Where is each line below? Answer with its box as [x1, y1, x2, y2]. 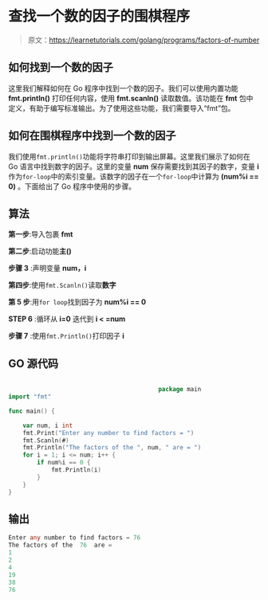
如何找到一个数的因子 [8, 61, 113, 74]
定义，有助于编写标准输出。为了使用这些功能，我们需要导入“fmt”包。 [8, 103, 235, 112]
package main [158, 386, 202, 394]
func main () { [8, 407, 56, 415]
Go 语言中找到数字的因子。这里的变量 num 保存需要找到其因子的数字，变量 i [8, 161, 259, 171]
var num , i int [22, 422, 73, 429]
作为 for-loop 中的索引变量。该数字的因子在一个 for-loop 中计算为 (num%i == [8, 171, 259, 181]
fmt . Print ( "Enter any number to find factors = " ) [22, 429, 195, 437]
